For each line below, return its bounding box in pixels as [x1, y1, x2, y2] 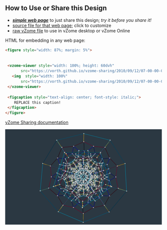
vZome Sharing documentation [5, 119, 69, 126]
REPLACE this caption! [14, 100, 61, 105]
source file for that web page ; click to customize [12, 22, 112, 28]
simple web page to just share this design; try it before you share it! [12, 17, 152, 23]
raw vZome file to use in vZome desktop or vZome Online [12, 27, 130, 34]
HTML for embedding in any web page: [5, 37, 85, 43]
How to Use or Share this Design [5, 4, 107, 12]
